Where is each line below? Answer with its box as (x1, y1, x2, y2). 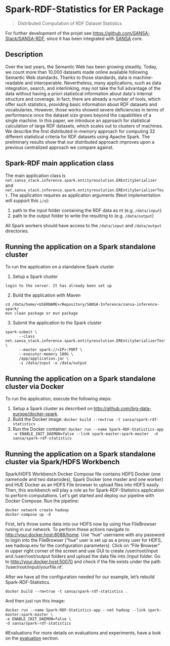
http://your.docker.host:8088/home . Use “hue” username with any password (5, 532, 165, 538)
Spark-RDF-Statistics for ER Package (5, 4, 164, 15)
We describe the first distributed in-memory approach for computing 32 (5, 128, 155, 134)
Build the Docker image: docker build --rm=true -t (12, 416, 120, 422)
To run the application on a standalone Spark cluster (5, 264, 115, 270)
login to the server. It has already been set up (5, 284, 112, 289)
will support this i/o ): (5, 197, 50, 204)
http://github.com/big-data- (93, 406, 152, 412)
